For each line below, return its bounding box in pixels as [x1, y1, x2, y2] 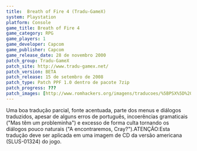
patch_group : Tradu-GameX [6, 58, 69, 63]
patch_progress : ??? [6, 85, 57, 91]
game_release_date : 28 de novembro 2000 [6, 52, 107, 58]
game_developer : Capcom [6, 42, 64, 48]
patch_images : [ [6, 90, 46, 96]
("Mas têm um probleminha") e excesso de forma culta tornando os [6, 119, 169, 126]
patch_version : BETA [6, 69, 57, 75]
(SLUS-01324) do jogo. [6, 137, 62, 145]
